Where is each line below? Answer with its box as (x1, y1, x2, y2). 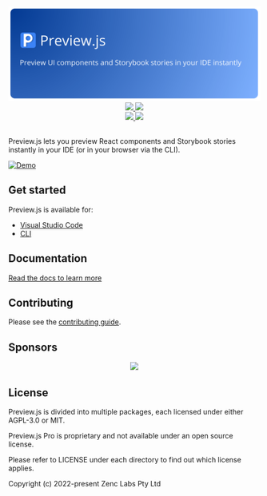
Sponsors (8, 340, 58, 354)
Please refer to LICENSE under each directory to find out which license (8, 455, 241, 465)
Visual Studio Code (19, 220, 84, 229)
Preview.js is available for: (8, 204, 94, 214)
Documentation (8, 252, 88, 265)
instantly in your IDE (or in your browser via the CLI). (8, 145, 181, 154)
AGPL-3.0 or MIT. (8, 415, 66, 425)
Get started (8, 184, 66, 197)
